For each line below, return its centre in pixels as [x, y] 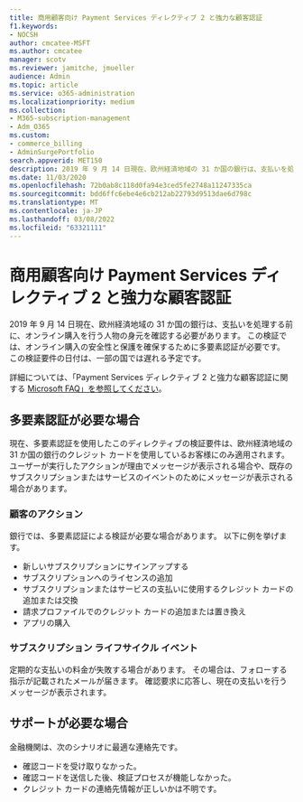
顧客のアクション [46, 514]
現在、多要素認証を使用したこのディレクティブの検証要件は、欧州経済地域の [151, 443]
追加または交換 [50, 600]
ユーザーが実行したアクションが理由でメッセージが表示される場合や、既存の [151, 466]
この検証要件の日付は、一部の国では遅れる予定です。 [108, 359]
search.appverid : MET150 [56, 160]
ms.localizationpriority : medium [72, 102]
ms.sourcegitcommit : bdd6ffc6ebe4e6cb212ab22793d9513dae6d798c [131, 194]
